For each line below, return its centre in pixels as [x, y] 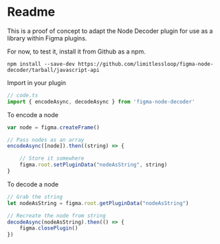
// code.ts [23, 95]
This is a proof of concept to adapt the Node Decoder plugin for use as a [110, 31]
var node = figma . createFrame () [53, 127]
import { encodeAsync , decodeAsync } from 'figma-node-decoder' [101, 101]
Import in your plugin [37, 82]
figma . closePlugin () [49, 228]
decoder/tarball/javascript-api [53, 70]
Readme [31, 12]
